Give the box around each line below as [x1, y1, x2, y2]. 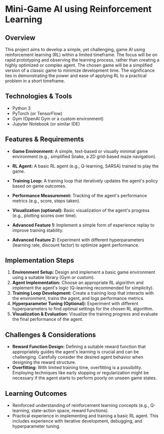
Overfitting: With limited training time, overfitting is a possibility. [12, 365, 142, 371]
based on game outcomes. [12, 183, 67, 189]
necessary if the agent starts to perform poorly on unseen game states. [12, 375, 157, 381]
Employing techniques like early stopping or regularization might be [12, 370, 149, 376]
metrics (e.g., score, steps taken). [12, 198, 81, 204]
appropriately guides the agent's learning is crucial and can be [12, 349, 139, 355]
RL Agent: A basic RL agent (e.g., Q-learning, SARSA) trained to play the [12, 163, 159, 169]
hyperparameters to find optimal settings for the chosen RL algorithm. [12, 306, 154, 312]
